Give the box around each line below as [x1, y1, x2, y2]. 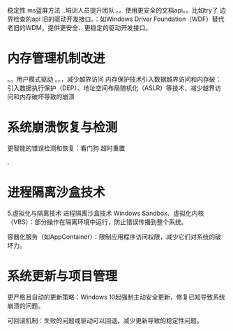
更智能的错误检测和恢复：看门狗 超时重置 [7, 144, 126, 152]
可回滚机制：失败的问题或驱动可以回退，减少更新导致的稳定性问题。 [7, 316, 203, 325]
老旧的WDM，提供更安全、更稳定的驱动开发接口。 [7, 24, 152, 31]
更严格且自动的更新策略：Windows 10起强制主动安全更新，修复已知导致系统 [7, 293, 225, 301]
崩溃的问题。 [7, 301, 44, 309]
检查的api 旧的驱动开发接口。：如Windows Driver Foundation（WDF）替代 [13, 15, 225, 23]
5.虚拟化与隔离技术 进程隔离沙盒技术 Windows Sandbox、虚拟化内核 [7, 209, 204, 217]
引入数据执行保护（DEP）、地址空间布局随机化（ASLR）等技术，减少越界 [7, 83, 216, 92]
